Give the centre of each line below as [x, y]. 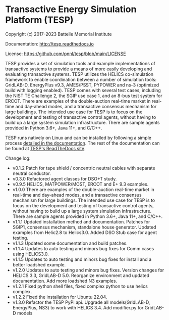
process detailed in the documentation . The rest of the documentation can [82, 143]
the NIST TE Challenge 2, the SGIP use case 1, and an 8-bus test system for [84, 96]
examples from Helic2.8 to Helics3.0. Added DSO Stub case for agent [85, 232]
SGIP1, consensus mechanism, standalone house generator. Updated [84, 227]
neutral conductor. [32, 173]
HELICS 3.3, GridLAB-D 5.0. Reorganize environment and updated [81, 275]
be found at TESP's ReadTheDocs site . [45, 148]
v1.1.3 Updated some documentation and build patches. [70, 243]
